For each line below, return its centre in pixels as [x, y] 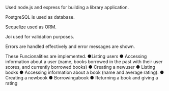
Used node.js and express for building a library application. [67, 7]
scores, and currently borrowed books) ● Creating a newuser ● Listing [80, 67]
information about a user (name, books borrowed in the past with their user [84, 62]
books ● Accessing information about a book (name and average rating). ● [85, 72]
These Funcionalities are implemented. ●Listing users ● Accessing [76, 56]
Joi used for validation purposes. [40, 37]
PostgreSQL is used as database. [40, 17]
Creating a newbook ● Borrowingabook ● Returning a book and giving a [82, 78]
